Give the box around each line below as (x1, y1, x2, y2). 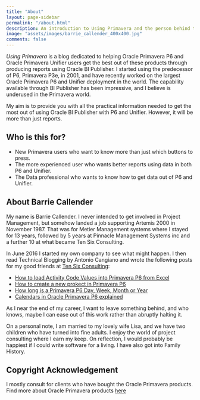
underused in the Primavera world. (6, 91, 91, 98)
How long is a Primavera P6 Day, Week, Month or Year (14, 287, 148, 294)
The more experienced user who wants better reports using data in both (14, 160, 192, 168)
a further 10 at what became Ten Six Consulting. (6, 238, 124, 245)
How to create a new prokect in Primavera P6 (14, 280, 126, 287)
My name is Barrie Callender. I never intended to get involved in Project (6, 213, 180, 220)
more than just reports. (6, 115, 62, 122)
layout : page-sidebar (6, 14, 60, 20)
